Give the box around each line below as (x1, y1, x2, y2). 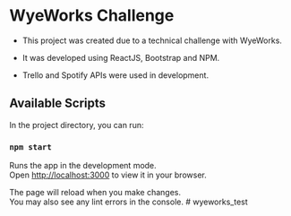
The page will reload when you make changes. (9, 187, 182, 198)
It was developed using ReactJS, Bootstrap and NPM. (21, 52, 220, 63)
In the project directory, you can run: (9, 119, 144, 130)
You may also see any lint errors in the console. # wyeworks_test (9, 196, 248, 207)
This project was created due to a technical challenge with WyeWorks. (21, 35, 282, 46)
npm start (9, 142, 52, 152)
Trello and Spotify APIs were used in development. (21, 69, 209, 81)
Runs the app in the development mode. (9, 160, 157, 171)
